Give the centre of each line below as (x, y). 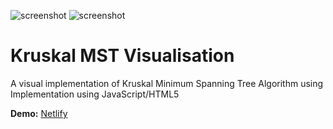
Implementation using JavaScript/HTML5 (95, 94)
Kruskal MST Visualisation (122, 56)
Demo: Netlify (39, 113)
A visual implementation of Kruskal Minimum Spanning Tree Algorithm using (167, 83)
